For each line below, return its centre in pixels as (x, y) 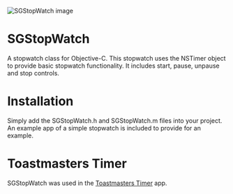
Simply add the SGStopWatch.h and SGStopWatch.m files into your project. (115, 120)
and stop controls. (33, 73)
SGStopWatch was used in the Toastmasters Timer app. (87, 183)
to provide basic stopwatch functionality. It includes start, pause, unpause (113, 66)
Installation (40, 102)
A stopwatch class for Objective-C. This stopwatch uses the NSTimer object (116, 58)
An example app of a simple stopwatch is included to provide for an (104, 128)
